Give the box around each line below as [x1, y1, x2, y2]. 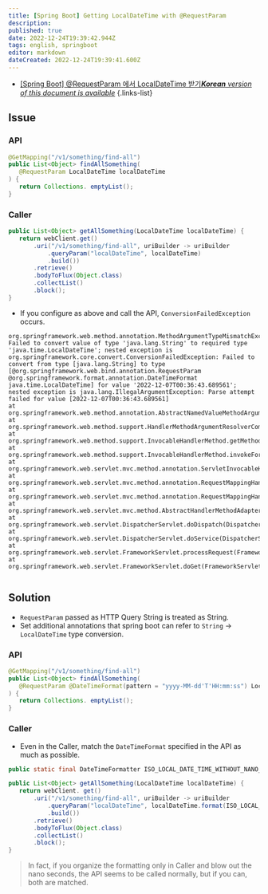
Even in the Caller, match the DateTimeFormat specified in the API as [19, 741, 242, 750]
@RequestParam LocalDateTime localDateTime [18, 168, 166, 176]
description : [8, 19, 52, 27]
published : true [8, 26, 62, 34]
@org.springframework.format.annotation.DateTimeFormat [8, 374, 198, 382]
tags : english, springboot [8, 41, 98, 49]
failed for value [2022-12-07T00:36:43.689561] [8, 395, 170, 403]
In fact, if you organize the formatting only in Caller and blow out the [27, 861, 253, 870]
